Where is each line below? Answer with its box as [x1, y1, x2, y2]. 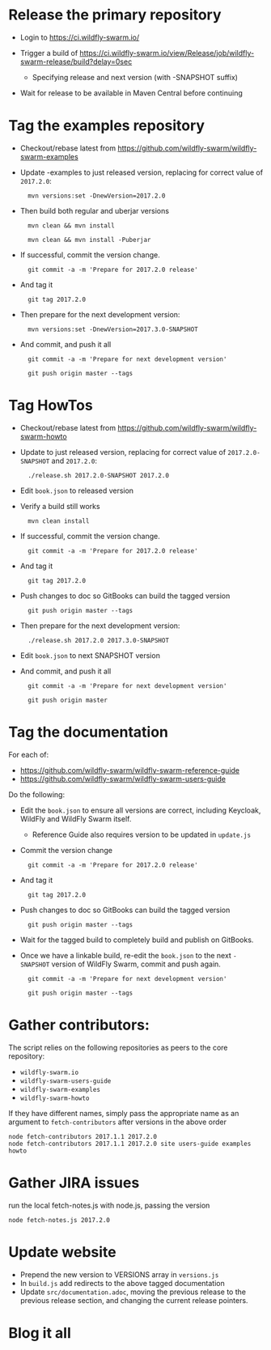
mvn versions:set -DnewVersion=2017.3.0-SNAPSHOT [28, 325, 198, 333]
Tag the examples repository [8, 117, 205, 135]
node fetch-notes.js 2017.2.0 [8, 1216, 111, 1224]
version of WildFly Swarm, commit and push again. [51, 959, 221, 969]
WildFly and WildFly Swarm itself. [19, 813, 132, 823]
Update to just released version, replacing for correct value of [19, 447, 227, 456]
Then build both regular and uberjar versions [19, 206, 170, 215]
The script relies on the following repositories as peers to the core [8, 1042, 228, 1052]
